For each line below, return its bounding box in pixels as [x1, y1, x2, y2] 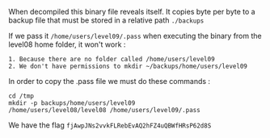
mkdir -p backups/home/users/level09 [8, 99, 136, 107]
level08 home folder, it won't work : [8, 40, 126, 49]
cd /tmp [8, 92, 35, 100]
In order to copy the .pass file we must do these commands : [8, 77, 211, 86]
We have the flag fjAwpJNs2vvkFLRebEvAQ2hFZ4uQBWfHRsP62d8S [8, 120, 212, 130]
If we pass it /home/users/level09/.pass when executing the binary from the [8, 31, 262, 40]
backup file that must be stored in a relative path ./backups [8, 15, 205, 25]
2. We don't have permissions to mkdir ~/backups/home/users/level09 [8, 62, 248, 70]
